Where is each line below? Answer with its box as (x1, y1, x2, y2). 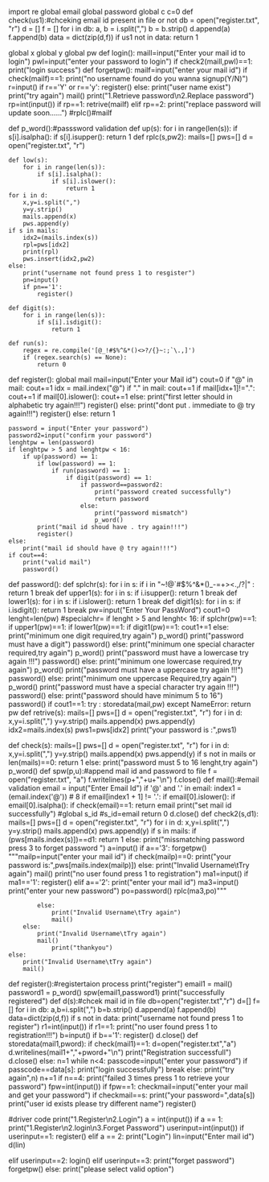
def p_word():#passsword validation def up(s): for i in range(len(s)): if (8, 124, 238, 133)
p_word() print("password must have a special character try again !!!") (8, 682, 239, 692)
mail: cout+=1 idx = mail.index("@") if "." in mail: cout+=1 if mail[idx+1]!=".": (8, 383, 255, 393)
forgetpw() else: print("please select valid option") (8, 1164, 174, 1174)
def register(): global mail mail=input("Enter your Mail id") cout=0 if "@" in (8, 374, 254, 384)
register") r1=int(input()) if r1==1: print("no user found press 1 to (8, 1022, 218, 1031)
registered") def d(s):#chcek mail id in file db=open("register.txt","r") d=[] (8, 996, 251, 1006)
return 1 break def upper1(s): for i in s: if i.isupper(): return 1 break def (8, 588, 238, 597)
